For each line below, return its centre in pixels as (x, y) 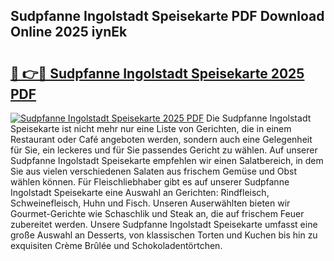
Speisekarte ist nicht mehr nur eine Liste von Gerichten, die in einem (151, 128)
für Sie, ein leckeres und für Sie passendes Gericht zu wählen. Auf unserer (164, 150)
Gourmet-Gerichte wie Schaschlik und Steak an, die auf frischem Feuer (157, 213)
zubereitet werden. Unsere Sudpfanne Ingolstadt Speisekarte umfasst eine (164, 224)
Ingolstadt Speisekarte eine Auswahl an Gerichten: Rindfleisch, (140, 192)
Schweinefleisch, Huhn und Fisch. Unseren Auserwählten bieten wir (150, 203)
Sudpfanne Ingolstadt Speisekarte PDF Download (167, 16)
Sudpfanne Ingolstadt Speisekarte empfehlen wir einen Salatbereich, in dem (167, 160)
